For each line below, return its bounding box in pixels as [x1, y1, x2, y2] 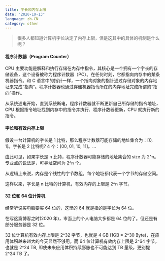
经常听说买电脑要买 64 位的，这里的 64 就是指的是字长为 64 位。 [5, 205, 137, 211]
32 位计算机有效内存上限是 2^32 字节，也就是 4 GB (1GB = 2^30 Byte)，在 [5, 232, 155, 238]
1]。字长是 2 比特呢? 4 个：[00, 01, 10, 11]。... [5, 143, 96, 149]
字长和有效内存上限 [5, 125, 44, 131]
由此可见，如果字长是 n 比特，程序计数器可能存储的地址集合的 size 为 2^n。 [5, 153, 159, 159]
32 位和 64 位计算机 [5, 193, 46, 199]
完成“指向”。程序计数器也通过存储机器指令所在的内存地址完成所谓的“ [13, 84, 154, 90]
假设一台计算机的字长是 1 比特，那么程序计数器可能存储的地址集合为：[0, [5, 137, 153, 143]
